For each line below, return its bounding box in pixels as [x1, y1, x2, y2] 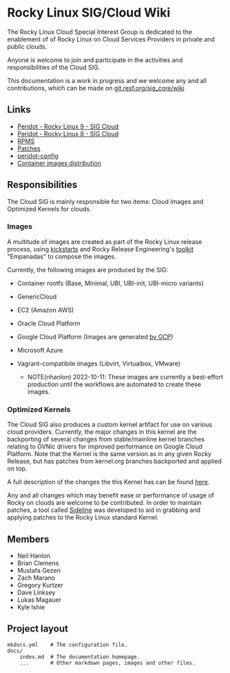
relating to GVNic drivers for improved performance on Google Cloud [7, 442, 203, 451]
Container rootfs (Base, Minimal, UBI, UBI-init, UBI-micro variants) [17, 278, 205, 287]
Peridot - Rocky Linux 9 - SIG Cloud [17, 122, 119, 131]
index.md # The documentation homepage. [19, 653, 140, 661]
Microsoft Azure [17, 345, 63, 354]
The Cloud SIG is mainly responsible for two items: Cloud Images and [7, 197, 204, 205]
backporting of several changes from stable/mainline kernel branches [7, 435, 205, 444]
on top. [7, 464, 28, 473]
